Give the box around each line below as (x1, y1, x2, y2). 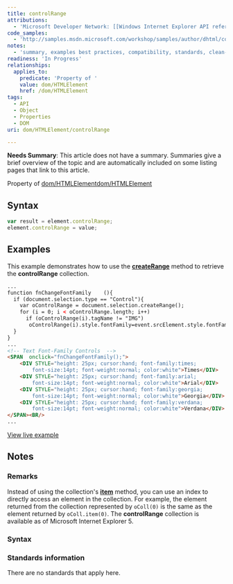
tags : (7, 94, 23, 101)
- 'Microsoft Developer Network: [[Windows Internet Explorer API (13, 23, 209, 30)
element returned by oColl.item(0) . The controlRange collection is (7, 509, 200, 517)
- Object (13, 107, 39, 114)
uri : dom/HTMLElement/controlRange (7, 126, 110, 133)
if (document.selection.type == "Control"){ (13, 295, 144, 302)
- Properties (13, 113, 51, 120)
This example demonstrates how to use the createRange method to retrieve (7, 261, 224, 270)
